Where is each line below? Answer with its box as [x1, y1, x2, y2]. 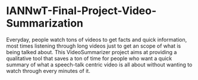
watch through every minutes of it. [6, 67, 90, 74]
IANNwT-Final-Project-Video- [6, 4, 157, 18]
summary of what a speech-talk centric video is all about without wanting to [6, 61, 193, 68]
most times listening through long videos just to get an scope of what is [6, 42, 181, 49]
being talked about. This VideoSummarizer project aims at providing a [6, 48, 177, 55]
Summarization [6, 16, 83, 30]
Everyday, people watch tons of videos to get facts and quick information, [6, 36, 187, 43]
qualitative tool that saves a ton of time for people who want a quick [6, 55, 172, 62]
